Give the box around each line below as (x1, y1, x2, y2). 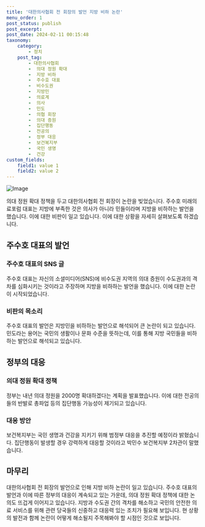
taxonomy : (6, 37, 32, 43)
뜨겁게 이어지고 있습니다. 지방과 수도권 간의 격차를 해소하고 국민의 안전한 (17, 499, 191, 506)
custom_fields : (6, 157, 45, 163)
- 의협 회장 (28, 111, 56, 117)
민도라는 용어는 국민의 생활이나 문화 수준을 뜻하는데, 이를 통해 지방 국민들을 (6, 330, 186, 337)
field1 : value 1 (17, 163, 59, 169)
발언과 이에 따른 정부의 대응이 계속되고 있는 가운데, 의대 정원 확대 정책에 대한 (6, 491, 189, 498)
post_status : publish (6, 20, 62, 26)
